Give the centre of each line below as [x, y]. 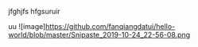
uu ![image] [27, 26]
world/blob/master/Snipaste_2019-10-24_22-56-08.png [99, 35]
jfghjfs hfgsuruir [35, 11]
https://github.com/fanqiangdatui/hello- [110, 26]
